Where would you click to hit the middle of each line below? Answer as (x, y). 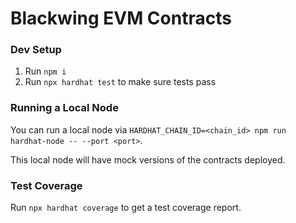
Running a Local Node (64, 108)
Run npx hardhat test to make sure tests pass (120, 82)
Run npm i (45, 71)
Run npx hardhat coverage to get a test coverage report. (126, 208)
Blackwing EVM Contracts (121, 18)
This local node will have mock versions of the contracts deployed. (148, 159)
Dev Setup (36, 50)
